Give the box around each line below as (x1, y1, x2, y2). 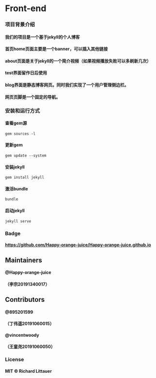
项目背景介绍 (5, 21, 35, 28)
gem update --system (5, 153, 47, 158)
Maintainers (5, 256, 43, 264)
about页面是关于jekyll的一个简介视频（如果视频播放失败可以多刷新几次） (5, 58, 151, 63)
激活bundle (5, 186, 28, 191)
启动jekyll (5, 208, 25, 213)
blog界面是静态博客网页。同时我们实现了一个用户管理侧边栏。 (5, 82, 129, 88)
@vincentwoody (5, 332, 40, 338)
